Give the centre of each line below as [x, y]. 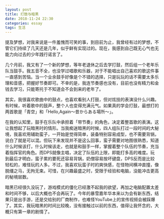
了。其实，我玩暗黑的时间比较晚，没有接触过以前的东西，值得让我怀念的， [80, 206]
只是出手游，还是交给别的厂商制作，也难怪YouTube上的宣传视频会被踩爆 [82, 199]
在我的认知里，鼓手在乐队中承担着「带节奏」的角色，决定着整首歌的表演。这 [82, 122]
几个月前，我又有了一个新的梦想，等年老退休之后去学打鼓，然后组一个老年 [80, 65]
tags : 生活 [15, 28]
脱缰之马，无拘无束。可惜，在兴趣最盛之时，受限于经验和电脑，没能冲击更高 [82, 171]
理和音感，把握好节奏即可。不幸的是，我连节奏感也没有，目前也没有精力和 [80, 83]
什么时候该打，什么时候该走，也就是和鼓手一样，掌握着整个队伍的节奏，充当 [82, 146]
